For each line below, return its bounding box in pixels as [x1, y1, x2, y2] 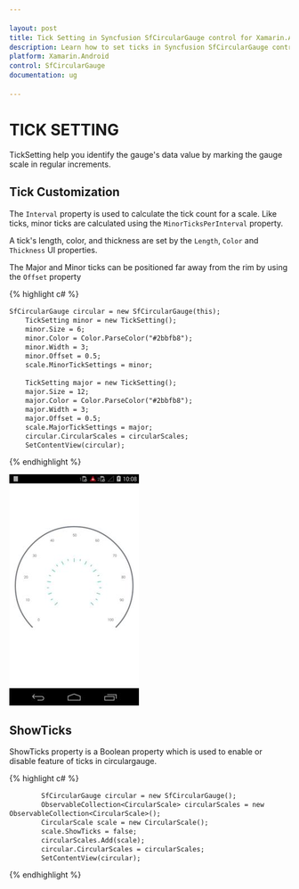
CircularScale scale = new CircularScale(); [41, 819, 209, 827]
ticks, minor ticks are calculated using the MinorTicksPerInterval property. [9, 218, 284, 228]
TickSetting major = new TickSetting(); [25, 378, 177, 387]
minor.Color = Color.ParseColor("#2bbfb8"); [25, 333, 193, 342]
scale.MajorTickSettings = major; [25, 423, 153, 432]
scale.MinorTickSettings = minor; [25, 360, 153, 369]
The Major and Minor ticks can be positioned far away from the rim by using [9, 261, 287, 272]
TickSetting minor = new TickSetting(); [25, 316, 177, 325]
